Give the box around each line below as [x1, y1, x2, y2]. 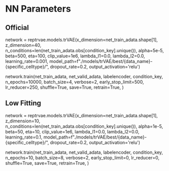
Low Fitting [5, 99, 42, 108]
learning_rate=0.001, [5, 58, 48, 64]
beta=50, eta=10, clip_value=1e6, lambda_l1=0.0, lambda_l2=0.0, [5, 128, 140, 134]
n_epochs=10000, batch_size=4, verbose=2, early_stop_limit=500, [5, 79, 144, 85]
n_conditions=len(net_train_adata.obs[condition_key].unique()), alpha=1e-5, [5, 123, 163, 129]
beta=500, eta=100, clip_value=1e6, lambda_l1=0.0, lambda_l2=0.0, [5, 53, 145, 59]
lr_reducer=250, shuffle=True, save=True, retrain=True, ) [5, 84, 124, 90]
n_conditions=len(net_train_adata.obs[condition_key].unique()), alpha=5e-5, [5, 48, 164, 53]
